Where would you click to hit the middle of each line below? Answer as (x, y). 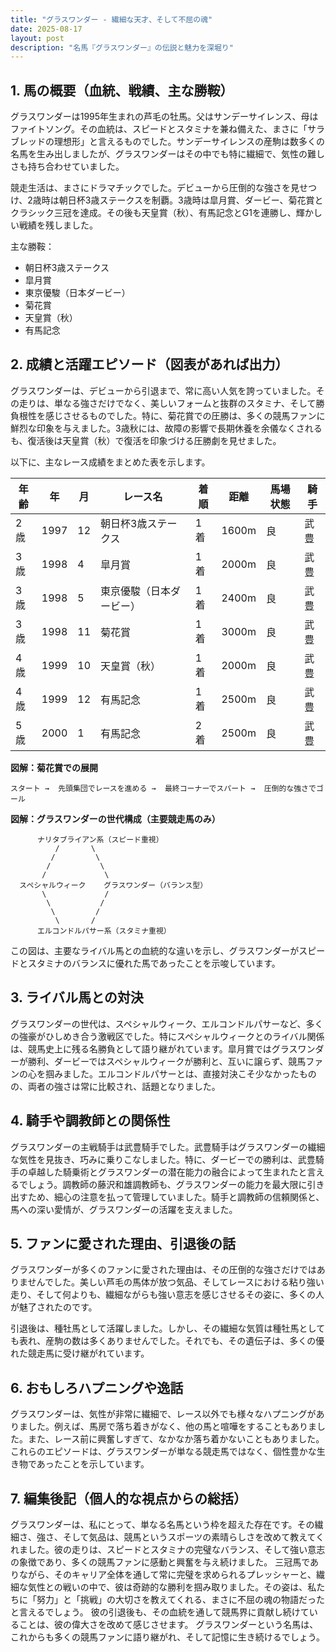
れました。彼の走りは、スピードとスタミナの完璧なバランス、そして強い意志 (168, 1549)
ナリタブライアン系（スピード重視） (100, 839)
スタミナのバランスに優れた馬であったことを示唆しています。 (154, 963)
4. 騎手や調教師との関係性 (90, 1121)
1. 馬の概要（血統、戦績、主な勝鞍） (122, 90)
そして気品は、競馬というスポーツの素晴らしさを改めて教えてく (193, 1537)
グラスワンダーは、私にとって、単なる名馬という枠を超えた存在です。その (162, 1524)
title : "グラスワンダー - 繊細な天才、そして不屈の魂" (111, 19)
